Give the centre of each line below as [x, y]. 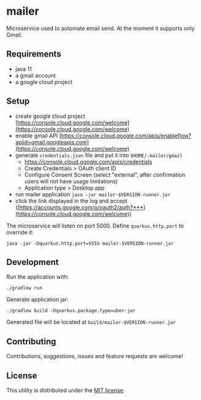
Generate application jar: [37, 299]
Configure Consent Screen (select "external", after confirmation [105, 175]
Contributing [31, 341]
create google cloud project [50, 116]
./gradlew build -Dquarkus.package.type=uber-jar [71, 311]
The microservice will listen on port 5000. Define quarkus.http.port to [95, 226]
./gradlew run [25, 288]
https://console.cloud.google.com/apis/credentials [88, 161]
